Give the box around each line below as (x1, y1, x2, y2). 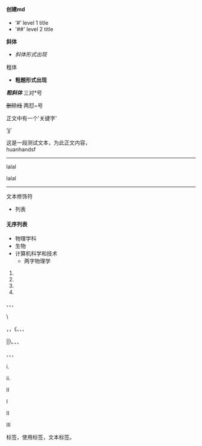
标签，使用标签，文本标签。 (6, 433, 75, 441)
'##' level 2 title (14, 26, 54, 33)
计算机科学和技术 (14, 250, 58, 257)
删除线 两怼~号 (6, 102, 43, 109)
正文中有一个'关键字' (6, 115, 57, 122)
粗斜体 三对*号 (6, 89, 42, 96)
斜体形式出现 (14, 51, 47, 58)
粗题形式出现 (14, 76, 47, 84)
